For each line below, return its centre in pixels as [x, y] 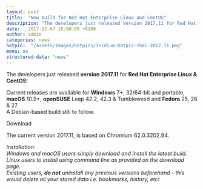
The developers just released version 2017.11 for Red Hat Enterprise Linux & [101, 74]
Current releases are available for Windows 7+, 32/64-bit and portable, [95, 92]
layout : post [23, 12]
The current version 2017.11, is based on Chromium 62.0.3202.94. [88, 135]
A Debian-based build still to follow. [51, 111]
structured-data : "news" [38, 57]
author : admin [24, 35]
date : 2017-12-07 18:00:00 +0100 [51, 29]
